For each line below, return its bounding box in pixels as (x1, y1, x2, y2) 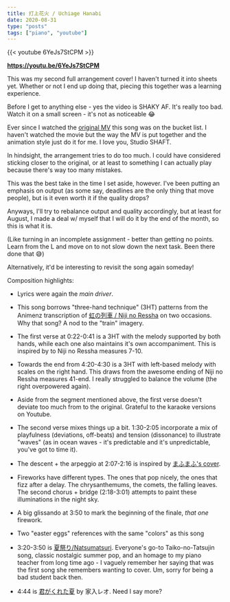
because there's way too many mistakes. (7, 166, 123, 174)
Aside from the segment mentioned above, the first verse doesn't (16, 396, 203, 404)
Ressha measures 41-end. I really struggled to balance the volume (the (16, 375, 218, 383)
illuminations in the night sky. (16, 495, 100, 504)
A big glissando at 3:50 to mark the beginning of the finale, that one (16, 508, 209, 517)
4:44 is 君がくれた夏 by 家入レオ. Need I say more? (16, 588, 163, 596)
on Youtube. (16, 410, 52, 418)
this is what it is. (7, 222, 53, 230)
